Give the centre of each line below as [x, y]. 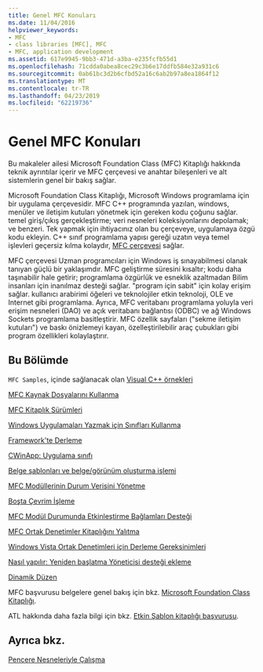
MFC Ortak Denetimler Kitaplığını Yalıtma [74, 531]
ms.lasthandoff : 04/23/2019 [54, 96]
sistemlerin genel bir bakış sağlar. [62, 181]
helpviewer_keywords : [44, 30]
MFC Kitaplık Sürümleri [45, 410]
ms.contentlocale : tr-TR [49, 88]
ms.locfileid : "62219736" [50, 103]
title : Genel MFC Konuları [52, 15]
